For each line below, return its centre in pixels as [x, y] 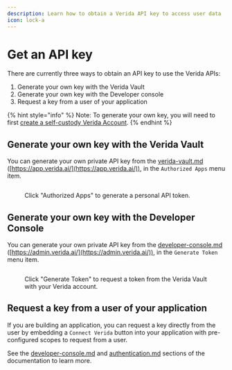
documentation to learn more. [50, 360]
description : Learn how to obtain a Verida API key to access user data [114, 14]
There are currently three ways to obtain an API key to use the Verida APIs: [114, 74]
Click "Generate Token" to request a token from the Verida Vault [116, 279]
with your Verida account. [61, 287]
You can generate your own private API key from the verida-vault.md [105, 161]
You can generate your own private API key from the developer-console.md [115, 245]
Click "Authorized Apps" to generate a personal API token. [107, 196]
